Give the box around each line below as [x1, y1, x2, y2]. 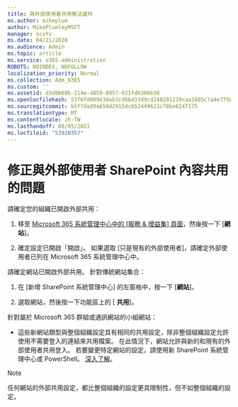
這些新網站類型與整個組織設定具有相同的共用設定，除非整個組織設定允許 [17, 328, 229, 337]
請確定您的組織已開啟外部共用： [7, 205, 101, 213]
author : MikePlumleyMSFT [7, 23, 81, 31]
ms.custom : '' [7, 83, 50, 90]
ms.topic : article [7, 50, 62, 58]
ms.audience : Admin [7, 43, 65, 50]
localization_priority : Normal [7, 70, 100, 77]
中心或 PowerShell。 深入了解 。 [23, 354, 117, 363]
